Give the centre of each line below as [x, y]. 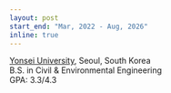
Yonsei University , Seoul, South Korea [80, 61]
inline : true [34, 35]
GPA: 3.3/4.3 [33, 80]
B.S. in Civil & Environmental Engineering [85, 70]
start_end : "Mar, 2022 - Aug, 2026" [79, 26]
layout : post [34, 18]
